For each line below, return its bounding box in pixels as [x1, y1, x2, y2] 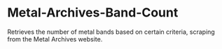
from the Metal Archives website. [7, 35, 103, 43]
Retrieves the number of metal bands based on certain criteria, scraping [7, 28, 215, 36]
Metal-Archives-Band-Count [7, 5, 179, 21]
